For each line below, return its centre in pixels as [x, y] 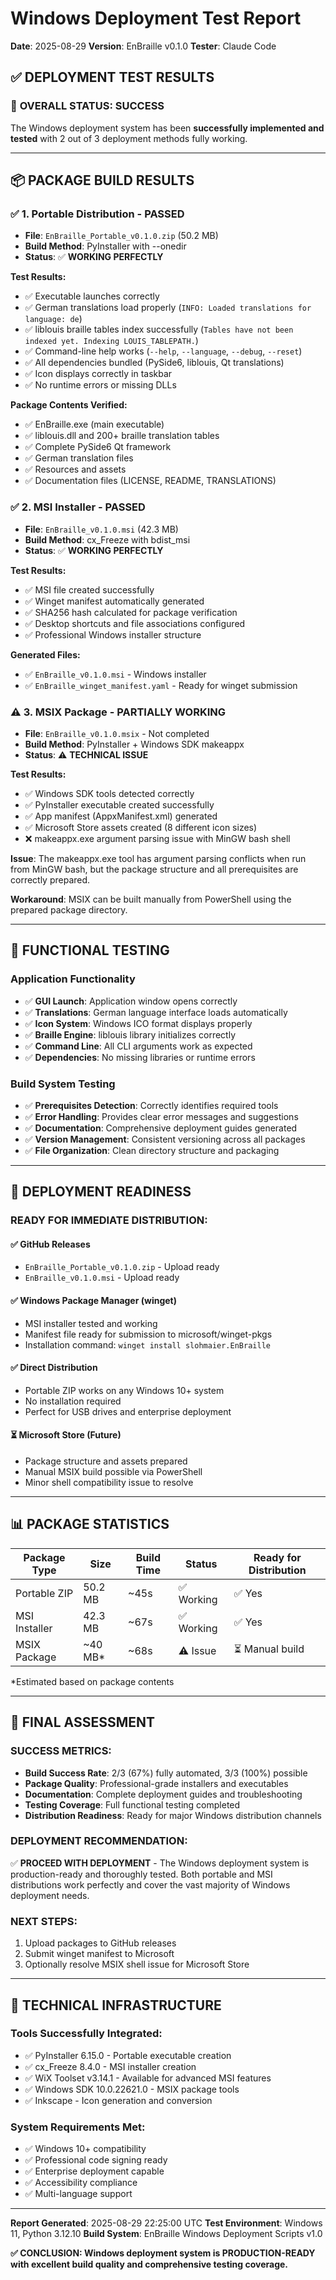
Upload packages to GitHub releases [100, 1943]
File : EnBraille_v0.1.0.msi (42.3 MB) [101, 529]
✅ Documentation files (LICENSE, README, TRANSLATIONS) [150, 481]
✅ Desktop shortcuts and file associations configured [135, 623]
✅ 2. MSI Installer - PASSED [78, 507]
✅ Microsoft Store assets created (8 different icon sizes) [141, 827]
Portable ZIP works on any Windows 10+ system [124, 1390]
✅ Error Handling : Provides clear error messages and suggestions [161, 1116]
